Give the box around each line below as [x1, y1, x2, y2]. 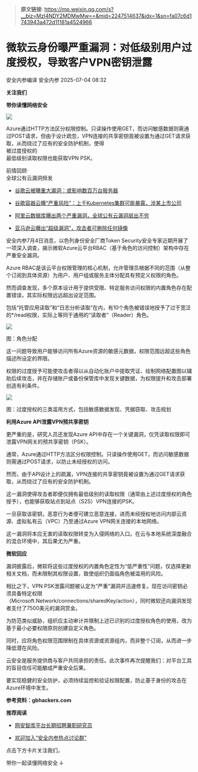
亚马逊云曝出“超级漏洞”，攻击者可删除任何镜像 [14, 224, 128, 232]
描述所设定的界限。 [6, 355, 53, 362]
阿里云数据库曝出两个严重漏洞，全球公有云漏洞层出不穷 [14, 212, 149, 219]
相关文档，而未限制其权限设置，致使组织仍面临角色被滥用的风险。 [6, 570, 166, 577]
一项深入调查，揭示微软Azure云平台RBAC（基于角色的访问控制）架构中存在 [6, 244, 190, 251]
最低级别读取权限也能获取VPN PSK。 [6, 154, 96, 161]
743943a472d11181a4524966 [20, 19, 93, 25]
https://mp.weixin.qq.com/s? [44, 6, 114, 12]
